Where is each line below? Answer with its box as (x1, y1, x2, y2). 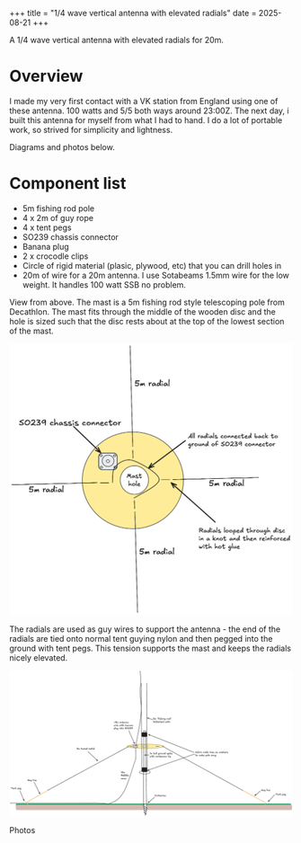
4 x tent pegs (22, 222, 72, 233)
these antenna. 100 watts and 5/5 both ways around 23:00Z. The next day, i (9, 105, 289, 116)
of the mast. (9, 325, 54, 336)
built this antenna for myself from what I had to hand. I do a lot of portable (9, 114, 283, 125)
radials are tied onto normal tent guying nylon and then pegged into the (9, 633, 273, 643)
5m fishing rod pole (22, 202, 95, 214)
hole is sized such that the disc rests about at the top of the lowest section (9, 315, 285, 326)
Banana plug (22, 241, 69, 252)
